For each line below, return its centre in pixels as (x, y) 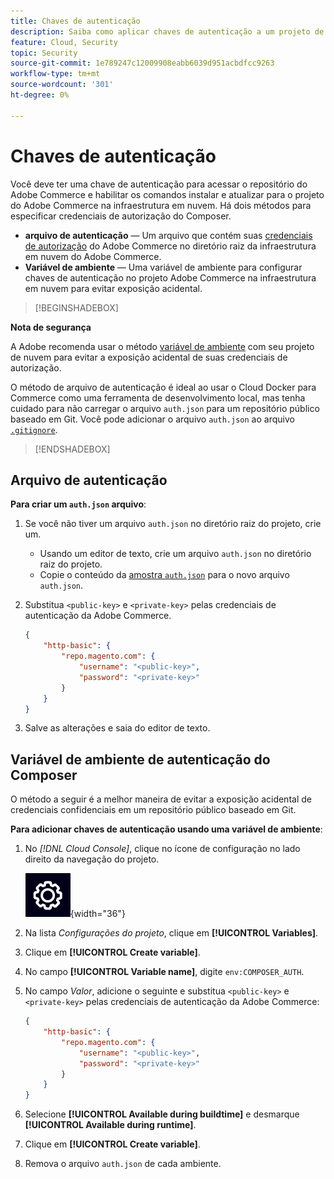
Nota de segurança (51, 327)
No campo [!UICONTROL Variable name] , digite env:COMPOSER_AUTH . (164, 972)
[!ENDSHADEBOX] (72, 449)
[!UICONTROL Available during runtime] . (110, 1125)
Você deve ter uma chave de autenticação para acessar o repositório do (159, 184)
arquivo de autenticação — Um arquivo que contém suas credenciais (168, 235)
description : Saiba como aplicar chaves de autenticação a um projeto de (167, 31)
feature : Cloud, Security (64, 42)
